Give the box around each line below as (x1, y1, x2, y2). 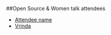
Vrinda (14, 23, 31, 29)
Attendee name (14, 16, 53, 23)
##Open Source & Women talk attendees (6, 5, 106, 12)
